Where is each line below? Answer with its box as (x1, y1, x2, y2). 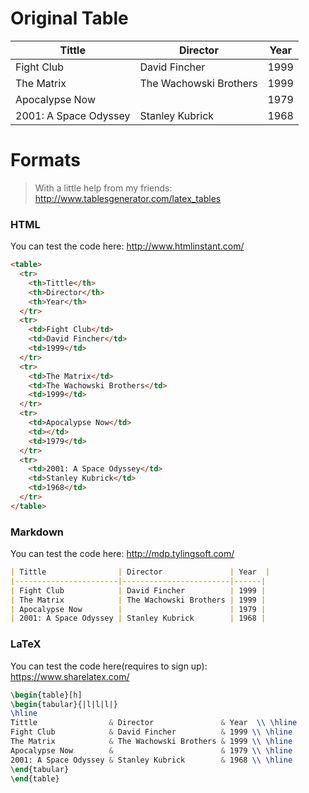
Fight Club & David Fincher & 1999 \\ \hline (10, 727, 293, 737)
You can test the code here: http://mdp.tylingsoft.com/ (10, 548, 235, 560)
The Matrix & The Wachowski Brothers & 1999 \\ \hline (10, 737, 293, 747)
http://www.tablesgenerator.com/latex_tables (34, 192, 222, 204)
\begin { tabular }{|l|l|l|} (10, 699, 118, 709)
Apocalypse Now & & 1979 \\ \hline (10, 745, 293, 756)
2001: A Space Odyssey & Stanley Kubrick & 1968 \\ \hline (10, 755, 293, 765)
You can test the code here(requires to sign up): (10, 660, 208, 672)
